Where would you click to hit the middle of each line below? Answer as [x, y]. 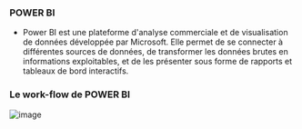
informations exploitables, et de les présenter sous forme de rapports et [157, 62]
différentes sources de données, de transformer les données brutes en [156, 52]
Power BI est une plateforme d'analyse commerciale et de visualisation [155, 33]
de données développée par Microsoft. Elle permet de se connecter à [153, 42]
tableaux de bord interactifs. [75, 71]
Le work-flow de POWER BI [70, 94]
